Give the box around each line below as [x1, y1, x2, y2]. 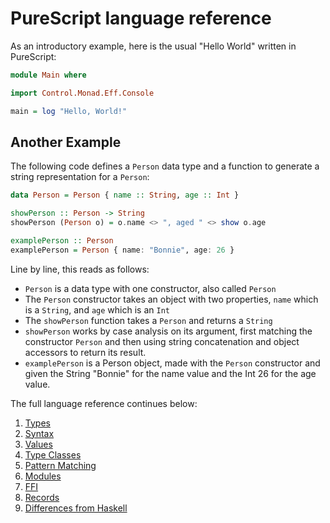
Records [24, 491, 60, 503]
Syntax [24, 427, 55, 439]
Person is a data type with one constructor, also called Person [24, 282, 277, 294]
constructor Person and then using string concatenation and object [24, 335, 300, 347]
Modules [24, 470, 62, 482]
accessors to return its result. [24, 346, 147, 358]
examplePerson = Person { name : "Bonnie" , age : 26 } [10, 245, 235, 255]
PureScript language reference [10, 7, 272, 30]
